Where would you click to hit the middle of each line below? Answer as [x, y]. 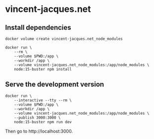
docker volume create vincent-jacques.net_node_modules [64, 39]
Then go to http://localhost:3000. [39, 131]
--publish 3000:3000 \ [37, 118]
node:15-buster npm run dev [43, 122]
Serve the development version [55, 85]
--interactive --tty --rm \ [43, 100]
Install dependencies [38, 28]
